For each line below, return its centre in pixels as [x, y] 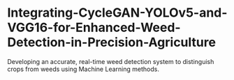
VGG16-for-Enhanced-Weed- [94, 27]
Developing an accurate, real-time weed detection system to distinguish [111, 61]
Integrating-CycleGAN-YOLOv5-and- [117, 13]
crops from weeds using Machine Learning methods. [83, 69]
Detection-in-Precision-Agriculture [112, 42]
